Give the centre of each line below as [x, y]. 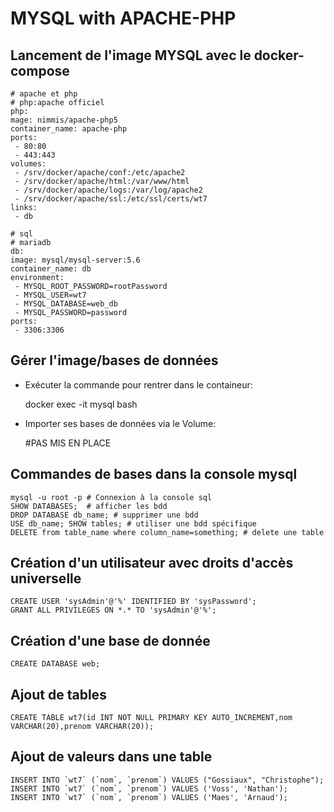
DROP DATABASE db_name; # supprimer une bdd [104, 515]
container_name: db [51, 269]
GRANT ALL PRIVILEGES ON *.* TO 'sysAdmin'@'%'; [113, 610]
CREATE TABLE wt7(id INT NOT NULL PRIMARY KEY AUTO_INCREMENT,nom [151, 718]
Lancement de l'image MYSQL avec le [131, 55]
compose [40, 70]
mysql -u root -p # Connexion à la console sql [111, 497]
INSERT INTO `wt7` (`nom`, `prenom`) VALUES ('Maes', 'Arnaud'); [149, 797]
